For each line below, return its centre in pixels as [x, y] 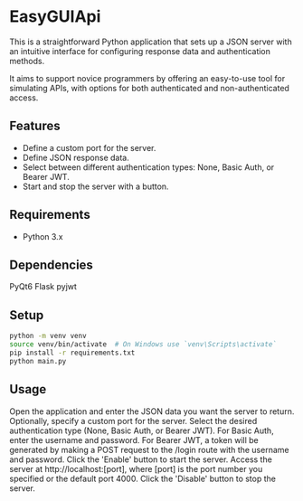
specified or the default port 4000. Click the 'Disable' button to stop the [142, 478]
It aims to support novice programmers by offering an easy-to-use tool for [147, 78]
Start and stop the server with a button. [95, 186]
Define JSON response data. [76, 157]
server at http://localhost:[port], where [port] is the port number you [136, 468]
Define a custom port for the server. [89, 147]
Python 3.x [43, 236]
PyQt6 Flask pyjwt [43, 287]
